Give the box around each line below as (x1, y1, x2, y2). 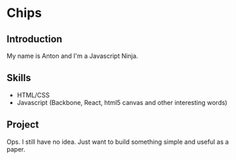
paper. (6, 144, 25, 153)
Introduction (6, 33, 63, 45)
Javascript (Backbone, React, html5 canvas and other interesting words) (16, 98, 228, 106)
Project (6, 118, 40, 131)
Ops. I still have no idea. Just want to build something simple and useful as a (6, 137, 229, 146)
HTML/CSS (16, 90, 50, 99)
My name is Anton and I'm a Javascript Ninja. (6, 51, 138, 60)
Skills (6, 72, 31, 84)
